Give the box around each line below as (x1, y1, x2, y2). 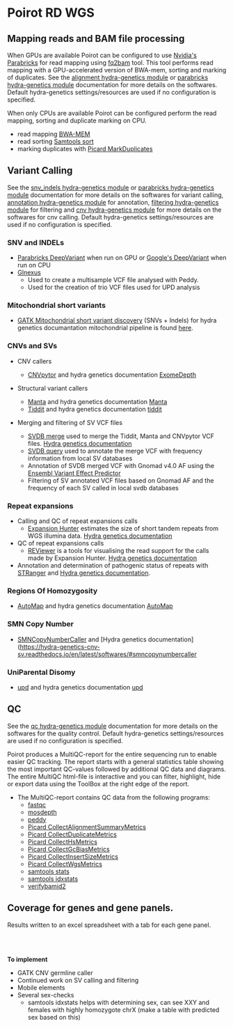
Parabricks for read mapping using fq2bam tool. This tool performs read (7, 59, 214, 67)
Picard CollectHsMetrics (27, 837, 97, 846)
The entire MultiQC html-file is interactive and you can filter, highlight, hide (7, 772, 221, 781)
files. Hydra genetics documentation (27, 439, 132, 447)
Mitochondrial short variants (7, 301, 106, 311)
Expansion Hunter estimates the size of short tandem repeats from (27, 524, 219, 532)
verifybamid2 (27, 882, 66, 890)
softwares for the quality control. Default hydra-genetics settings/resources (7, 729, 224, 738)
